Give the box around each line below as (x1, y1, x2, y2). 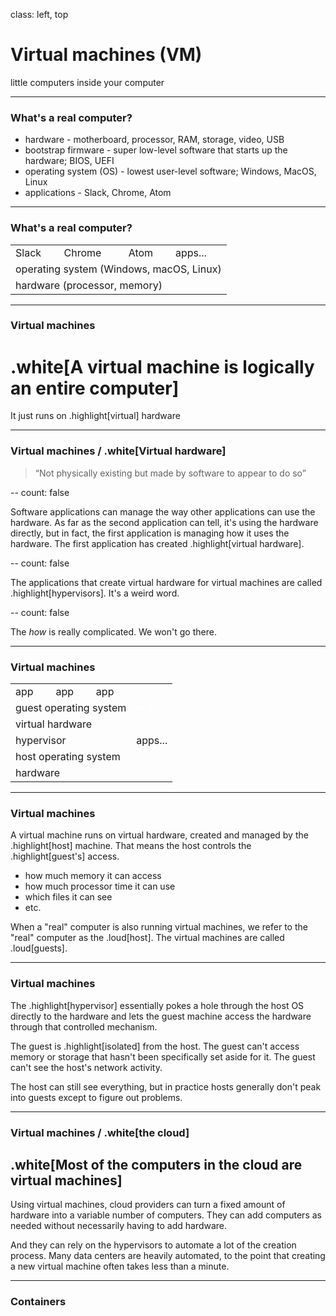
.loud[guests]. (10, 942, 68, 954)
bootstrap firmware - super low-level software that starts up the (24, 144, 288, 156)
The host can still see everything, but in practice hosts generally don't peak (10, 1080, 322, 1093)
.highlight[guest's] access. (10, 850, 120, 863)
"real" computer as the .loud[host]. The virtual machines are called (10, 932, 285, 944)
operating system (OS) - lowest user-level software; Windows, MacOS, (24, 165, 317, 178)
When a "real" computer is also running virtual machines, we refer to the (10, 921, 308, 933)
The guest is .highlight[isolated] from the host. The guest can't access (10, 1040, 300, 1052)
